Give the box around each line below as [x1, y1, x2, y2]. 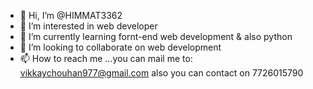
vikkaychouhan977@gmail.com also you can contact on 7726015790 [19, 67, 304, 79]
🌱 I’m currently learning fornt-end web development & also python [19, 31, 293, 42]
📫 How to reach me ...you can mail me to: [19, 53, 193, 64]
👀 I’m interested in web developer [19, 20, 158, 32]
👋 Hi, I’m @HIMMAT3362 [19, 10, 123, 21]
